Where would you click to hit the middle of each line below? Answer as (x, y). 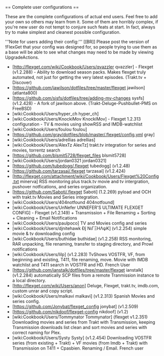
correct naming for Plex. (36, 332)
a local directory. (29, 280)
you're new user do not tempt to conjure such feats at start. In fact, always (80, 27)
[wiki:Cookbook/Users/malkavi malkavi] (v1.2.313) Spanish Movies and (83, 296)
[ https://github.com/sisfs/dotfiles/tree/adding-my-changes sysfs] (78, 98)
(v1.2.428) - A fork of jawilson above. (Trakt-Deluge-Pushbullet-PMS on (85, 103)
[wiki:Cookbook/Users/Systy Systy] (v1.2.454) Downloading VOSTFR (82, 338)
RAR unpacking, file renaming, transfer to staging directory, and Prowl (82, 244)
